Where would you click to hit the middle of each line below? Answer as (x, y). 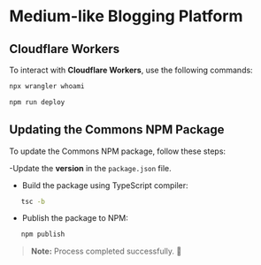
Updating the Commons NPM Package (117, 130)
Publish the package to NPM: (75, 218)
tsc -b (33, 201)
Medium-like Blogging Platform (126, 16)
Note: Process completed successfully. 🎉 (106, 251)
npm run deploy (37, 102)
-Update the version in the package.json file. (91, 168)
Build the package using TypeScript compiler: (105, 185)
